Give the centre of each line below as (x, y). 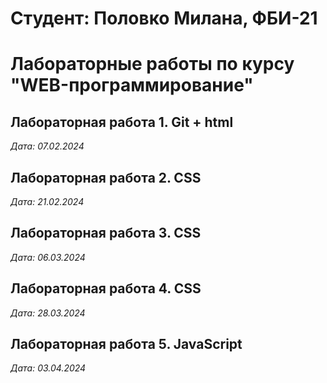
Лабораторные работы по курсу (152, 64)
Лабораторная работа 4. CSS (106, 288)
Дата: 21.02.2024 (47, 201)
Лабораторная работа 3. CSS (106, 233)
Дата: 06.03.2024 (48, 257)
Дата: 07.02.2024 (47, 146)
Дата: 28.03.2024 (48, 313)
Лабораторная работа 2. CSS (106, 177)
